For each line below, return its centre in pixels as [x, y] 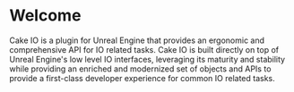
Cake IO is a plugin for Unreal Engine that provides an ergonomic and [137, 40]
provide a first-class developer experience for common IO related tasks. [142, 78]
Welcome [45, 16]
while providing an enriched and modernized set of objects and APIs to [140, 69]
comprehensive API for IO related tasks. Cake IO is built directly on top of [144, 49]
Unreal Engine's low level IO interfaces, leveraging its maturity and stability [147, 59]
